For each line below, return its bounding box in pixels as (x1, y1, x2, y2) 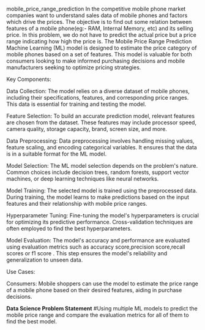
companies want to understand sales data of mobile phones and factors (6, 12, 188, 19)
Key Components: (6, 76, 51, 83)
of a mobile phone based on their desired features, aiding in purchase (6, 287, 182, 293)
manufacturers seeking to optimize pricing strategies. (6, 64, 141, 71)
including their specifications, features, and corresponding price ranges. (6, 94, 189, 101)
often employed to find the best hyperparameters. (6, 225, 133, 232)
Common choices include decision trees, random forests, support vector (6, 168, 190, 176)
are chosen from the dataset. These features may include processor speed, (6, 119, 197, 126)
